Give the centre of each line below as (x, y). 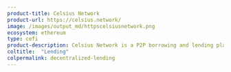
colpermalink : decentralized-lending (61, 58)
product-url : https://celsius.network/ (64, 20)
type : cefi (23, 39)
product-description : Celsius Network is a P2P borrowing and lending (110, 45)
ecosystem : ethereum (37, 33)
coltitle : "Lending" (38, 52)
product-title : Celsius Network (53, 13)
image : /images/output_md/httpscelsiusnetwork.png (81, 26)
